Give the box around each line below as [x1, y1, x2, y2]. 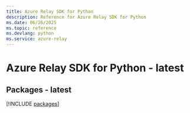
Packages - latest [6, 85, 72, 95]
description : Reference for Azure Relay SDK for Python [6, 14, 146, 20]
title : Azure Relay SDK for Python [6, 8, 94, 15]
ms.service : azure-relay [6, 36, 67, 42]
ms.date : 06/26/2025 [6, 19, 57, 25]
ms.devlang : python [6, 31, 54, 36]
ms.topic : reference [6, 25, 57, 31]
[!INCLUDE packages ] [6, 101, 60, 107]
